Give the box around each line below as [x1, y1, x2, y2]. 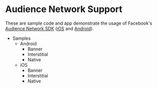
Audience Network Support [5, 4, 123, 15]
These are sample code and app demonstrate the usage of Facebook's [5, 20, 152, 26]
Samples [12, 35, 31, 41]
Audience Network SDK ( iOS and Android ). [5, 25, 94, 31]
